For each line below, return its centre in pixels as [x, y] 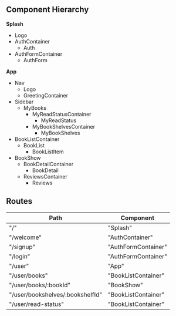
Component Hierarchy [48, 10]
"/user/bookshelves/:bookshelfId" [56, 294]
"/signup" [22, 247]
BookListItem [48, 152]
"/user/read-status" [37, 304]
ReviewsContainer [45, 176]
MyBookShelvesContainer [64, 126]
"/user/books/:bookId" [40, 285]
